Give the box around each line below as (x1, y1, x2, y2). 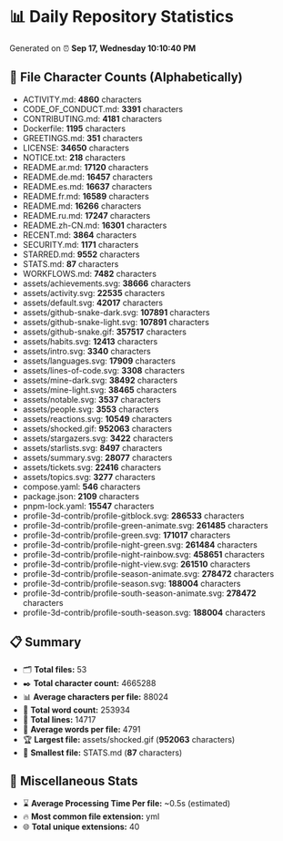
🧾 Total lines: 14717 (22, 713, 96, 724)
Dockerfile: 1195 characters (22, 123, 126, 134)
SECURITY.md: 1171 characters (22, 239, 139, 250)
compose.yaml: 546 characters (22, 481, 141, 492)
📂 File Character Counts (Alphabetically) (9, 69, 243, 86)
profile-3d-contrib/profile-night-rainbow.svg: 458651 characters (22, 549, 266, 559)
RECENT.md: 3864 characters (22, 229, 137, 241)
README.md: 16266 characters (22, 200, 142, 211)
